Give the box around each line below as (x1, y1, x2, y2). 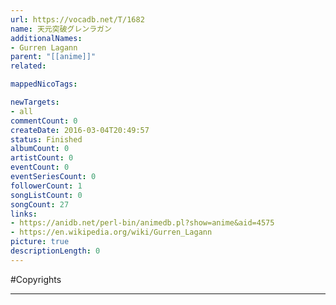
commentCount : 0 (10, 116, 78, 126)
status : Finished (10, 134, 83, 145)
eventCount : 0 (10, 162, 70, 173)
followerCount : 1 (10, 181, 83, 191)
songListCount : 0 (10, 190, 83, 200)
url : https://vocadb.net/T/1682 (10, 14, 145, 25)
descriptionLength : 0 (10, 246, 101, 256)
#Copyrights (10, 273, 62, 285)
